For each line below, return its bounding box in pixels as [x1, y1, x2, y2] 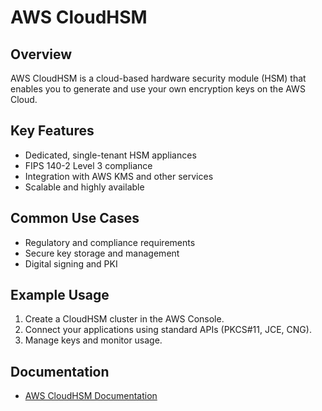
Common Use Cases [10, 210, 140, 227]
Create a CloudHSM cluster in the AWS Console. [24, 313, 225, 325]
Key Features [10, 122, 95, 140]
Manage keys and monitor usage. [24, 334, 163, 346]
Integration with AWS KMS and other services [24, 170, 214, 182]
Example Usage [10, 287, 110, 304]
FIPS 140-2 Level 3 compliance [24, 159, 153, 171]
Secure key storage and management [24, 247, 180, 259]
